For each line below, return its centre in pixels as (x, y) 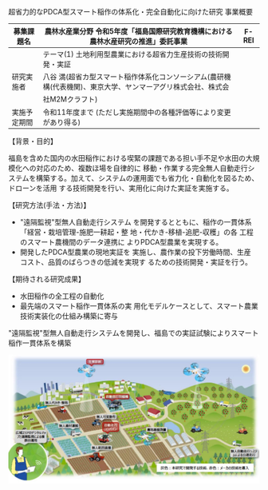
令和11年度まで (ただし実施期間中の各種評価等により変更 (137, 112)
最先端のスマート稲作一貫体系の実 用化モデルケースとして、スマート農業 (139, 306)
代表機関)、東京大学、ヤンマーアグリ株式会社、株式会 (141, 87)
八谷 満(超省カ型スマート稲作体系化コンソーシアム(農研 (134, 77)
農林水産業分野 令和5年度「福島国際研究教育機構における (138, 31)
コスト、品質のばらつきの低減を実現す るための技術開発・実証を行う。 (136, 262)
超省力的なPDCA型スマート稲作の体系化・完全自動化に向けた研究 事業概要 (131, 12)
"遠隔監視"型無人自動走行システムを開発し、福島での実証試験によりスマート (134, 333)
